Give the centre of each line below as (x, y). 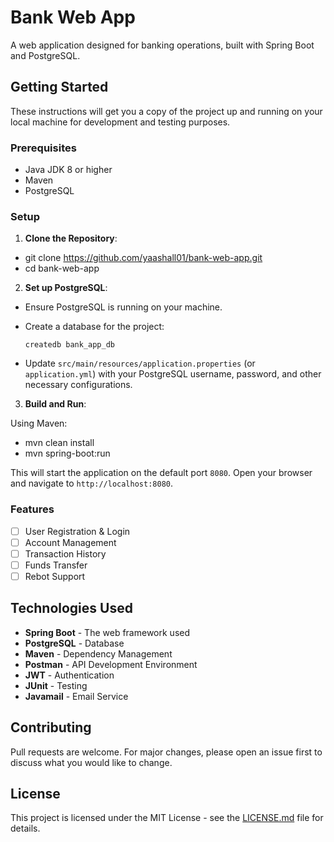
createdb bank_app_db (69, 345)
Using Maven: (39, 423)
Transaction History (65, 553)
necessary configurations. (78, 385)
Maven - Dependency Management (98, 653)
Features (32, 509)
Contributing (51, 727)
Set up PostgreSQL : (66, 288)
